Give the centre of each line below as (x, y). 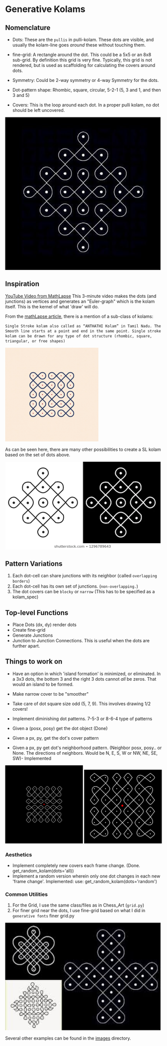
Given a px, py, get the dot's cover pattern (55, 738)
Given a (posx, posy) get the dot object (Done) (60, 728)
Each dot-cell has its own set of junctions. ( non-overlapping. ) (75, 586)
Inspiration (22, 284)
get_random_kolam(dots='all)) (43, 871)
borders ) (21, 581)
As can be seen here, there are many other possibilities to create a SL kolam (83, 449)
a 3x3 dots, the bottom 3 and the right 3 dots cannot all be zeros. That (84, 679)
